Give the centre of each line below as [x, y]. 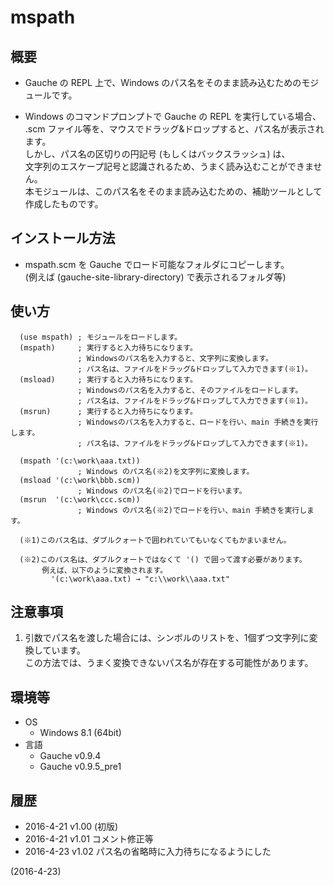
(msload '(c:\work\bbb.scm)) [80, 480]
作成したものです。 [64, 204]
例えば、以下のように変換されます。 [104, 570]
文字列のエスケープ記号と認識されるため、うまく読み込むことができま [169, 166]
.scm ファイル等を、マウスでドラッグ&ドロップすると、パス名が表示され [174, 129]
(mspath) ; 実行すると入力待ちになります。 [108, 347]
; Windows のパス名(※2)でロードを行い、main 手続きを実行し [192, 510]
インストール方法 [63, 238]
